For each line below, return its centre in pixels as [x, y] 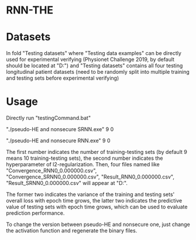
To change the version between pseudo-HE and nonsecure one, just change [98, 224]
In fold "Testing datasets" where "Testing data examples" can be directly [94, 53]
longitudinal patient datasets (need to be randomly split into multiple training [98, 72]
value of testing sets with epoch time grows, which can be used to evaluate [97, 207]
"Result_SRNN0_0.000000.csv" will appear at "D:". [67, 183]
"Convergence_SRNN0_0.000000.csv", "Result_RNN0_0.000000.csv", [90, 177]
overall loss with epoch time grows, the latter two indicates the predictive [94, 201]
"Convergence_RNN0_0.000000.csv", [51, 171]
